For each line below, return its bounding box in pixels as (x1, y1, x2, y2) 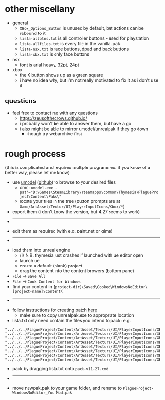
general (12, 20, 28, 26)
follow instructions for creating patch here (12, 307, 97, 313)
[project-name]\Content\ (12, 289, 63, 294)
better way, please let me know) (5, 169, 70, 175)
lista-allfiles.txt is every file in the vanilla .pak (19, 40, 120, 46)
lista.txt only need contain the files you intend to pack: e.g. (12, 317, 131, 323)
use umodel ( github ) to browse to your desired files (12, 179, 116, 185)
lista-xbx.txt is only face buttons (19, 51, 90, 57)
